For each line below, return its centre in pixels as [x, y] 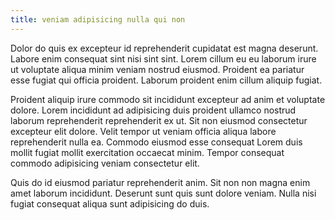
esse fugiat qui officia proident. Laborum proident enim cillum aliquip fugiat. [166, 80]
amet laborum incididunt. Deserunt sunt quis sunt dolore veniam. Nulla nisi [163, 193]
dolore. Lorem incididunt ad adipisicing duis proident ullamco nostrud [153, 110]
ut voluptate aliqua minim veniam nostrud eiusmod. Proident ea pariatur [157, 69]
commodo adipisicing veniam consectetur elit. [105, 163]
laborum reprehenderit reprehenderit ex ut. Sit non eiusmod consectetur [159, 120]
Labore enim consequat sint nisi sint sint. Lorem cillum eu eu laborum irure [163, 58]
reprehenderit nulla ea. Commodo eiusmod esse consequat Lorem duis [156, 142]
